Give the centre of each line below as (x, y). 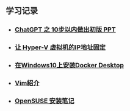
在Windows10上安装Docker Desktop (69, 66)
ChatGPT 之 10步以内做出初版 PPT (65, 30)
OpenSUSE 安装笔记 (44, 101)
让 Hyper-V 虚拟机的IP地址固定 (60, 47)
